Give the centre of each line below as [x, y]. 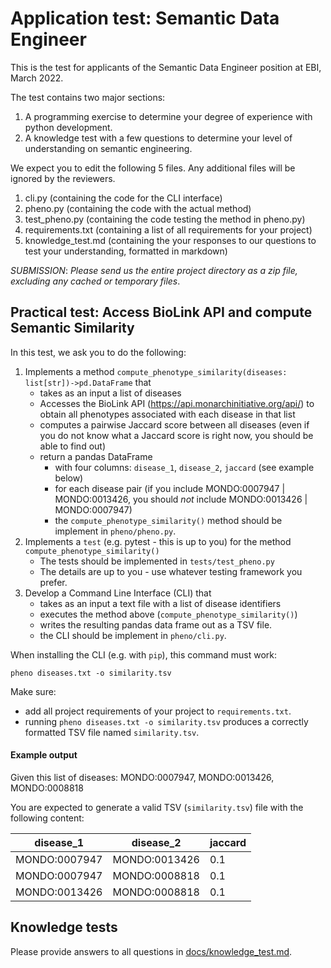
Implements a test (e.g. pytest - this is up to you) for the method [158, 541]
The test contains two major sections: [88, 97]
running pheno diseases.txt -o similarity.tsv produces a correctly [166, 721]
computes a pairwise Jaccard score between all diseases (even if [174, 424]
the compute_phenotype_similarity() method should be [168, 520]
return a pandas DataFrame [96, 456]
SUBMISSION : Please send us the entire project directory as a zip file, [154, 270]
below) [69, 478]
